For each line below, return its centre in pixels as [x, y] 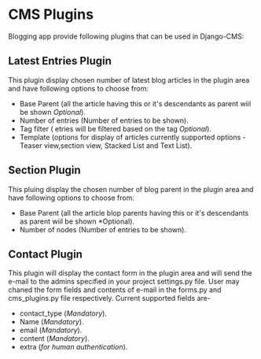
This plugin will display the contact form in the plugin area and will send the [130, 273]
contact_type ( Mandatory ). [63, 313]
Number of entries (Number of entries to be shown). [104, 120]
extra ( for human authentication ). [74, 347]
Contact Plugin [45, 254]
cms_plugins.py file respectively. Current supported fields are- [109, 298]
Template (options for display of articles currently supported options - [132, 137]
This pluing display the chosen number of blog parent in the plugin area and [131, 189]
